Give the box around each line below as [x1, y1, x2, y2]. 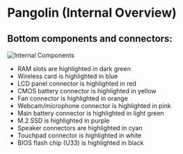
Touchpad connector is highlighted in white [17, 131, 142, 139]
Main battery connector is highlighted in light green [17, 109, 165, 117]
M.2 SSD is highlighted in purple [17, 116, 110, 125]
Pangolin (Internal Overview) [7, 5, 177, 21]
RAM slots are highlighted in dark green [17, 65, 131, 72]
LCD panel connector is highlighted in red [17, 79, 137, 88]
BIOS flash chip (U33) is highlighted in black [17, 139, 144, 147]
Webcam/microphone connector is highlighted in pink [17, 102, 172, 109]
